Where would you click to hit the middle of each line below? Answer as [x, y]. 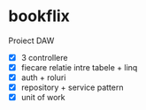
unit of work [43, 98]
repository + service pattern [72, 88]
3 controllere [44, 57]
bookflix [39, 16]
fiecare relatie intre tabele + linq [79, 67]
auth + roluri [43, 77]
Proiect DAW [31, 40]
